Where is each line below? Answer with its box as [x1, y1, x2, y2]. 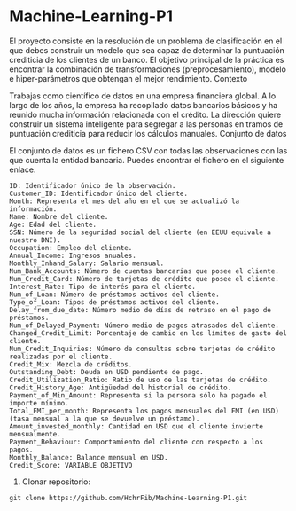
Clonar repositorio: [21, 476, 91, 487]
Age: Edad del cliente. [9, 220, 97, 229]
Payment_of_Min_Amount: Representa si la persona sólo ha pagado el [9, 390, 268, 400]
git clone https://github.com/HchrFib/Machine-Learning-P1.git [9, 493, 248, 502]
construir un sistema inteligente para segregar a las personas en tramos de [9, 118, 284, 130]
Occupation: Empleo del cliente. [9, 243, 133, 252]
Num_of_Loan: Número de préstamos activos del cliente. [9, 290, 220, 299]
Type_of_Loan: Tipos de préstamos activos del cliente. [9, 297, 220, 307]
